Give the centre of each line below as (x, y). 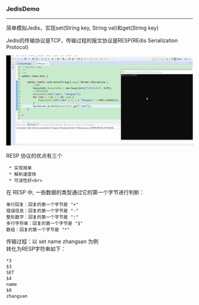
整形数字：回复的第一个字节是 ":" (42, 217)
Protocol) (17, 47)
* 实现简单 (20, 168)
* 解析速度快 (23, 174)
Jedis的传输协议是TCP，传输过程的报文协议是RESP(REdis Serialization (92, 41)
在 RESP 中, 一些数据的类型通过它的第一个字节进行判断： (76, 192)
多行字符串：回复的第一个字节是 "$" (44, 223)
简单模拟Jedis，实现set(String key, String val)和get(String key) (82, 28)
